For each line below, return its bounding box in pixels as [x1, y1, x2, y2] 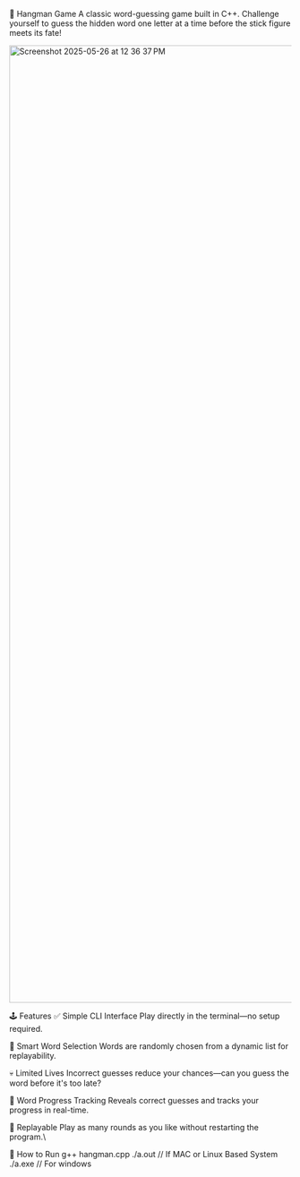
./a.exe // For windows [9, 1158, 92, 1169]
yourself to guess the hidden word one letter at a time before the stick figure [9, 18, 291, 29]
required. [9, 1024, 43, 1034]
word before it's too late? [9, 1078, 101, 1088]
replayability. [9, 1051, 56, 1061]
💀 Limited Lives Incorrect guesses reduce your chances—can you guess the [9, 1068, 289, 1078]
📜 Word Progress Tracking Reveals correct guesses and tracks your [9, 1095, 260, 1105]
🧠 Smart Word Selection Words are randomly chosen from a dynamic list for [9, 1041, 289, 1052]
